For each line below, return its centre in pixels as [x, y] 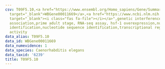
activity [18, 32]
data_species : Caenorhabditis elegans [45, 50]
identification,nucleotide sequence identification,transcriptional [81, 28]
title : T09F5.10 [22, 59]
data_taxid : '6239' [25, 55]
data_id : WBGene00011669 [30, 41]
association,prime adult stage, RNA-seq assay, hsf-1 [66, 23]
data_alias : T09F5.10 [27, 37]
